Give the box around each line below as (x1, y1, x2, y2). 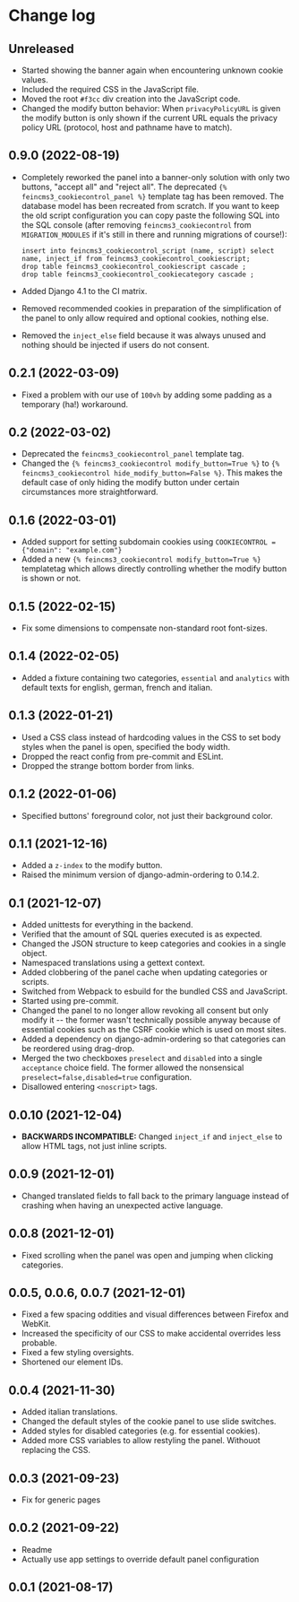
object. (21, 948, 47, 959)
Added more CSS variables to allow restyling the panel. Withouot (21, 1435, 261, 1446)
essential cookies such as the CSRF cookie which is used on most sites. (21, 1024, 287, 1035)
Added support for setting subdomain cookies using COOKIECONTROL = (21, 536, 277, 547)
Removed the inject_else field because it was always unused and (21, 329, 266, 341)
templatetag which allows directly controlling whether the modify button (21, 563, 287, 574)
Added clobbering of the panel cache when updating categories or (21, 967, 268, 978)
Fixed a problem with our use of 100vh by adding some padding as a (21, 389, 272, 400)
